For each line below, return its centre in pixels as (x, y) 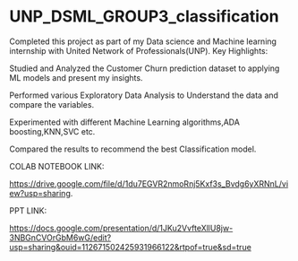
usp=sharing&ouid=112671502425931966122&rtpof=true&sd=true (131, 247)
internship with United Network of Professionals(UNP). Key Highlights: (139, 50)
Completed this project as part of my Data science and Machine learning (143, 41)
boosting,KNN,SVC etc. (52, 131)
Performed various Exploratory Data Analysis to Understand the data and (144, 95)
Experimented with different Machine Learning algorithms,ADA (124, 122)
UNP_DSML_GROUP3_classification (144, 17)
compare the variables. (52, 104)
